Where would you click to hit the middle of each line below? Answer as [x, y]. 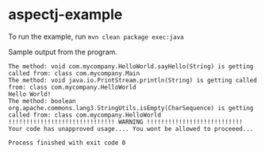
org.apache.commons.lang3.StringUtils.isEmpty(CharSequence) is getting [131, 108]
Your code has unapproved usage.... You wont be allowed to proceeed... [131, 128]
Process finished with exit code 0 [67, 143]
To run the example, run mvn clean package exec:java [96, 36]
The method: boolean [42, 101]
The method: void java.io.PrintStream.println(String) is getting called [133, 80]
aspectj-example [65, 15]
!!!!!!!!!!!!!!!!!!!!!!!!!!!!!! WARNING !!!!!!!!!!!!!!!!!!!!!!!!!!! [126, 122]
